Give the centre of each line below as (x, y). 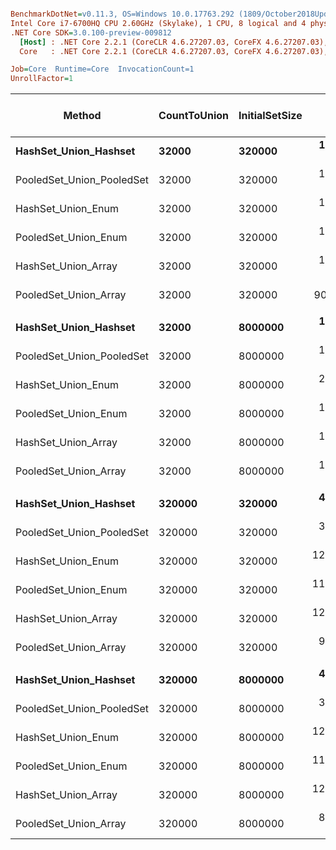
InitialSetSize (270, 116)
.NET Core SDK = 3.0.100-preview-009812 (91, 32)
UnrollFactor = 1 (42, 79)
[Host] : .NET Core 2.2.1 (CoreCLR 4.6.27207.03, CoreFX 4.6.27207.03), (174, 42)
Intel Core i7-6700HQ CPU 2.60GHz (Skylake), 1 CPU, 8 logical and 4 (158, 23)
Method (82, 116)
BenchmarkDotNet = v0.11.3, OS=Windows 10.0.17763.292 (122, 14)
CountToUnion (193, 116)
